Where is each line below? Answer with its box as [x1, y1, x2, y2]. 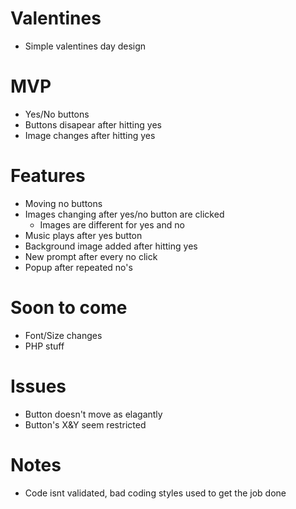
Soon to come [10, 297, 128, 319]
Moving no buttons [24, 197, 103, 209]
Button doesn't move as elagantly [24, 408, 163, 420]
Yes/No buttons [24, 108, 90, 120]
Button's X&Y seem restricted [24, 418, 147, 431]
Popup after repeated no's [24, 261, 133, 273]
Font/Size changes [24, 329, 103, 341]
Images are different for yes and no [39, 218, 185, 231]
